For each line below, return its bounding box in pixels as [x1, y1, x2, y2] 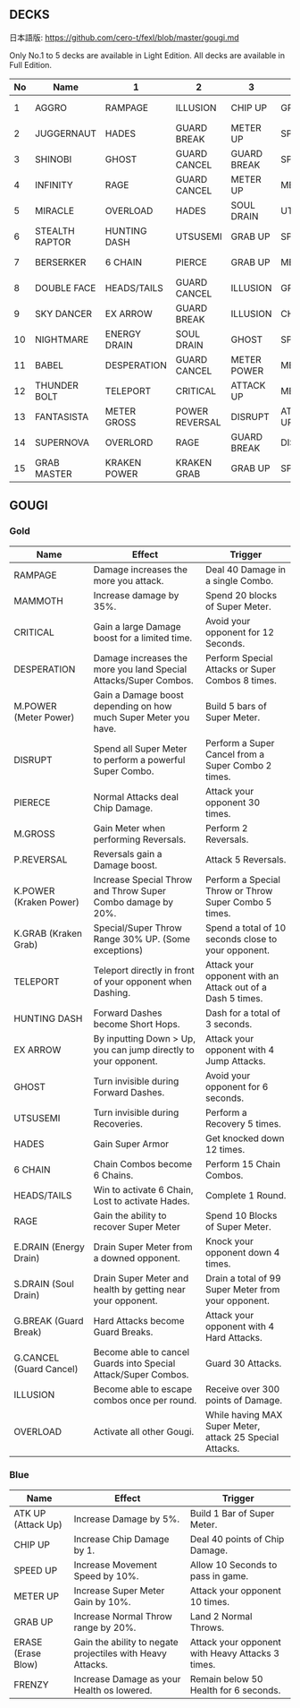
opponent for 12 [204, 626, 275, 639]
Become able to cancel [93, 1345, 190, 1358]
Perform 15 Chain [204, 1157, 281, 1170]
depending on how [93, 700, 172, 712]
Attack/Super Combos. [93, 1368, 189, 1380]
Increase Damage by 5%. [73, 1513, 180, 1525]
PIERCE [175, 255, 207, 268]
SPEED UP [13, 1564, 58, 1576]
